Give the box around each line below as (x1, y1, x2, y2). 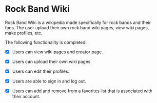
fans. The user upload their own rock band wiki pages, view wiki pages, (5, 24, 149, 30)
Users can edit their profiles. (12, 68, 70, 74)
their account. (12, 94, 40, 100)
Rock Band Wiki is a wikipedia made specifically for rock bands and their (5, 20, 151, 25)
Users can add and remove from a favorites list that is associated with (12, 88, 153, 94)
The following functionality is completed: (5, 39, 87, 45)
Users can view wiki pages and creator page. (12, 49, 103, 55)
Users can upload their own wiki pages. (12, 59, 92, 64)
